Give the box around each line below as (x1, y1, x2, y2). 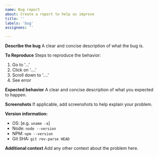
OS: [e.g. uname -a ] (12, 120, 50, 126)
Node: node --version (12, 125, 56, 132)
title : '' (5, 16, 25, 21)
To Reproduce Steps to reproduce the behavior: (5, 52, 101, 58)
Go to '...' (12, 62, 30, 68)
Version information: (5, 111, 48, 117)
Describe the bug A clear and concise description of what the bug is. (5, 43, 144, 49)
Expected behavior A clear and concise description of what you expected (5, 87, 154, 93)
